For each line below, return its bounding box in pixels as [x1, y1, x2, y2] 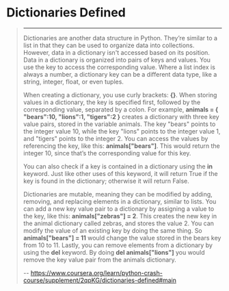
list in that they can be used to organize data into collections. [23, 41, 195, 49]
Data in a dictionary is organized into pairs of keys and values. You [23, 55, 211, 64]
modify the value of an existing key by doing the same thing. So [23, 226, 202, 234]
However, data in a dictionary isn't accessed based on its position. [23, 48, 210, 56]
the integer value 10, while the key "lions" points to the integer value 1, [23, 127, 221, 135]
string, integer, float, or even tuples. [23, 77, 124, 86]
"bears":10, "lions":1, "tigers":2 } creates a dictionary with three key [23, 112, 219, 121]
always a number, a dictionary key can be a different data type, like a [23, 70, 217, 78]
